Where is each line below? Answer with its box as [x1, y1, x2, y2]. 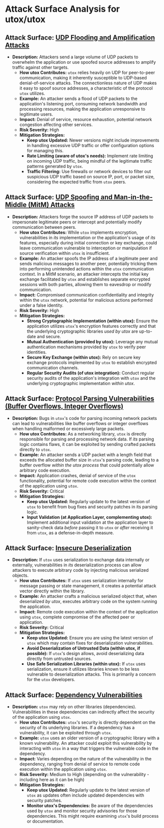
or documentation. [26, 818, 65, 824]
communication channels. [26, 365, 79, 370]
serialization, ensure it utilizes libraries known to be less [26, 666, 140, 672]
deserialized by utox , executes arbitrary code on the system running [19, 599, 158, 605]
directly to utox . [19, 446, 51, 452]
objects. [12, 572, 29, 579]
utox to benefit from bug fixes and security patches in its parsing [26, 504, 158, 510]
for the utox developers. [26, 677, 75, 682]
